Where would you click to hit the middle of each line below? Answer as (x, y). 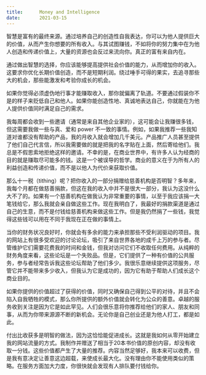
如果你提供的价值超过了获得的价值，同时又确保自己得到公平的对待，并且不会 (103, 291)
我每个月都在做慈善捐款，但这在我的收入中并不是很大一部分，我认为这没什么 (103, 188)
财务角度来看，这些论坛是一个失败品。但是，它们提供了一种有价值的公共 (97, 255)
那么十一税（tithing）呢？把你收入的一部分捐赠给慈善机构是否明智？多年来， (103, 180)
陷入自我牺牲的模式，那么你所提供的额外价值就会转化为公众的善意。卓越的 (100, 299)
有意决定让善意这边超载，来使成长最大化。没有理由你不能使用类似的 (103, 358)
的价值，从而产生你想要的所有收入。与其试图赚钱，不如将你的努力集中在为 (100, 44)
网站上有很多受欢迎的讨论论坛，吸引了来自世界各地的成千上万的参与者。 (103, 240)
